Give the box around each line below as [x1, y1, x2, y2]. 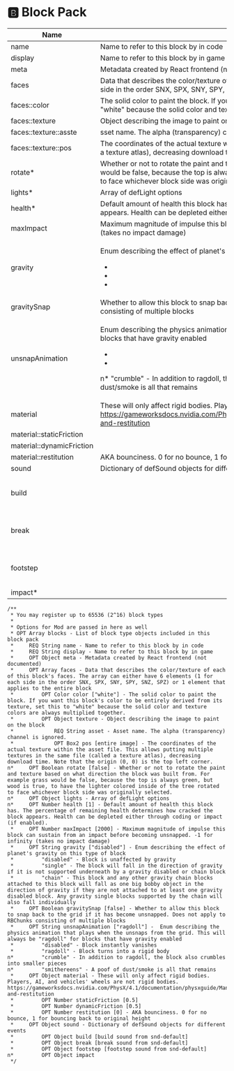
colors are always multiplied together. [7, 709, 127, 716]
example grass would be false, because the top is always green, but [7, 776, 214, 783]
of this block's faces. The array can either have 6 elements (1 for [7, 672, 214, 680]
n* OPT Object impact [7, 1051, 95, 1058]
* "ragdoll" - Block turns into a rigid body [10, 947, 170, 954]
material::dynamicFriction [10, 441, 94, 451]
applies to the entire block [7, 685, 92, 692]
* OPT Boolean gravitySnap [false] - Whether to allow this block [10, 905, 219, 912]
